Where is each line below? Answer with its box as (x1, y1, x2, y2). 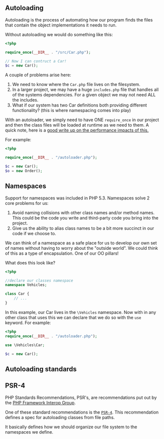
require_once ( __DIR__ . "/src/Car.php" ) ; (5, 50, 91, 55)
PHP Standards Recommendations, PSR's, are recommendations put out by (5, 395, 157, 400)
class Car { (5, 291, 29, 296)
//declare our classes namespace (5, 278, 73, 283)
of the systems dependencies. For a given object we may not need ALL (12, 92, 156, 98)
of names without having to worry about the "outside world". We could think (5, 245, 158, 251)
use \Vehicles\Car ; (5, 342, 45, 348)
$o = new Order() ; (5, 168, 43, 173)
